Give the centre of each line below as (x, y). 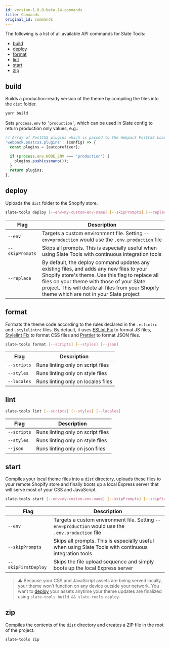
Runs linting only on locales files (74, 382)
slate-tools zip (22, 639)
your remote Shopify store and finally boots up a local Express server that (82, 484)
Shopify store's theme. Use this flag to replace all (100, 275)
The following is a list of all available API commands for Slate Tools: (75, 34)
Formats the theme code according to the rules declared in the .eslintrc (81, 324)
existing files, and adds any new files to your (95, 269)
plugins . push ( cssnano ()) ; (42, 161)
